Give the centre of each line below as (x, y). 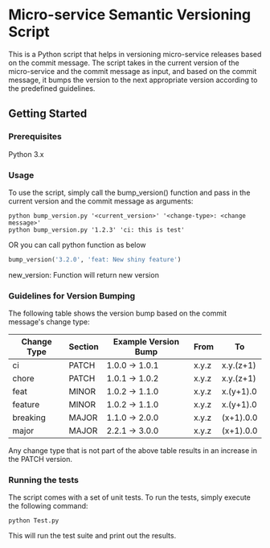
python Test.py (34, 521)
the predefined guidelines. (52, 88)
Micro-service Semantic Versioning (130, 15)
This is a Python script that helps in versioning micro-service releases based (135, 54)
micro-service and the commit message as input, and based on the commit (133, 71)
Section (84, 347)
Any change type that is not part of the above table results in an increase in (133, 451)
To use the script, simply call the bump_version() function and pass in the (129, 192)
